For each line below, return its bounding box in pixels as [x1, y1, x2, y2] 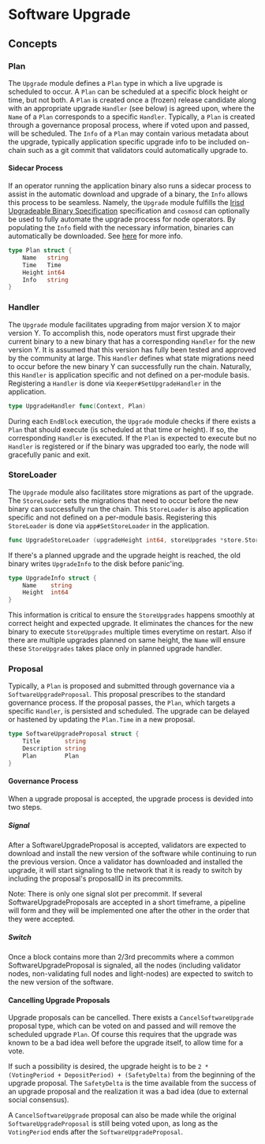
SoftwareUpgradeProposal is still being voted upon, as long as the [8, 1119, 218, 1128]
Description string [22, 745, 87, 753]
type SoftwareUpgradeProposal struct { [8, 730, 140, 738]
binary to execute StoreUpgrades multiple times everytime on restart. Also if [8, 627, 252, 636]
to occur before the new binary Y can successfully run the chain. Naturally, [8, 361, 252, 371]
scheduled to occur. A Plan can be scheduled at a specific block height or [8, 87, 248, 96]
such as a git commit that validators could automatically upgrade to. [27, 145, 248, 155]
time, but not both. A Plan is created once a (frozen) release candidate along [8, 95, 256, 104]
